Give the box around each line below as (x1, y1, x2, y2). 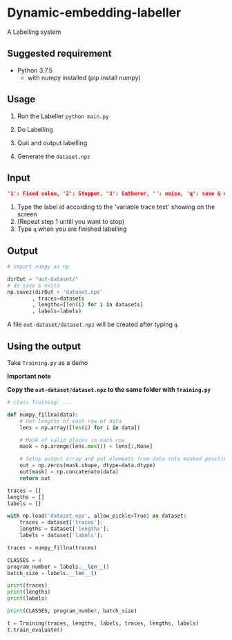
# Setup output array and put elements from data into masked (19, 455, 202, 462)
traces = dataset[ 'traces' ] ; (19, 519, 104, 526)
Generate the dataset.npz (17, 152, 91, 160)
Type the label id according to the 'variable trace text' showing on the (17, 203, 215, 211)
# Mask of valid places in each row (19, 437, 126, 444)
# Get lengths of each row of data (19, 417, 122, 424)
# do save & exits (7, 282, 60, 289)
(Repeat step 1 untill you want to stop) (17, 218, 125, 226)
